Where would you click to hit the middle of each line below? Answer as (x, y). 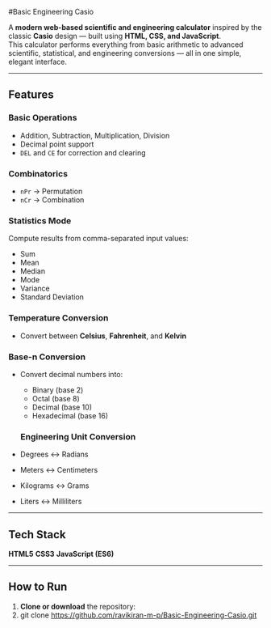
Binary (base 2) (58, 390)
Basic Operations (43, 118)
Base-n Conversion (47, 357)
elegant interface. (38, 62)
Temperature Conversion (58, 318)
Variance (35, 289)
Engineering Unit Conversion (78, 436)
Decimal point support (57, 144)
